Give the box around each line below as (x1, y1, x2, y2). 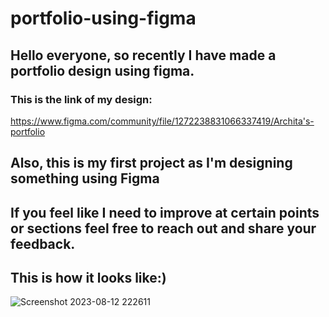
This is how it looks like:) (10, 270, 167, 287)
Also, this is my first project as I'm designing (10, 155, 293, 172)
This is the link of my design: (10, 92, 153, 106)
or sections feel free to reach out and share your (10, 220, 317, 237)
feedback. (10, 235, 76, 252)
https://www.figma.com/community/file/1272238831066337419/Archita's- (10, 115, 315, 127)
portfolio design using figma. (10, 62, 195, 79)
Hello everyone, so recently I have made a (10, 47, 277, 64)
